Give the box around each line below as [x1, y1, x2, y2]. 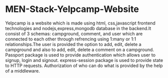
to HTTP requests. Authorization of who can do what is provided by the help [5, 62, 163, 68]
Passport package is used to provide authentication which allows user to [5, 51, 156, 58]
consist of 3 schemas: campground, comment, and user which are [5, 30, 143, 36]
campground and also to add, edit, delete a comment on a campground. [5, 46, 154, 52]
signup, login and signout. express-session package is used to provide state [5, 57, 163, 63]
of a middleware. [5, 67, 40, 73]
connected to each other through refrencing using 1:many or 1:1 [5, 36, 136, 42]
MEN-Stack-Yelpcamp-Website [5, 3, 139, 15]
